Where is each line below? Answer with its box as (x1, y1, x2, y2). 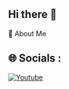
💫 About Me (8, 28, 47, 38)
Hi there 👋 (8, 8, 57, 21)
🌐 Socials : (8, 52, 62, 65)
